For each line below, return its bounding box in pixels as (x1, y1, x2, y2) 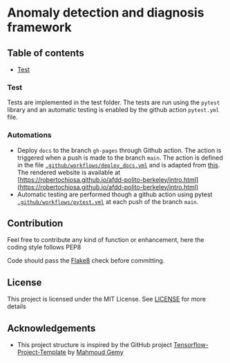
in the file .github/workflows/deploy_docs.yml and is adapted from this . (17, 160, 220, 169)
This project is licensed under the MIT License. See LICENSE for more (7, 295, 206, 304)
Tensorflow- (173, 341, 209, 349)
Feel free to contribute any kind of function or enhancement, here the (7, 236, 204, 244)
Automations (7, 130, 52, 140)
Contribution (7, 217, 64, 229)
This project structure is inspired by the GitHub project (17, 341, 173, 349)
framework (7, 19, 72, 35)
